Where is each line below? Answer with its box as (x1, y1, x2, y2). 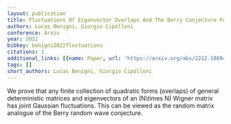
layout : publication (7, 10, 67, 17)
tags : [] (7, 61, 32, 68)
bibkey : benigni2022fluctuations (7, 42, 103, 49)
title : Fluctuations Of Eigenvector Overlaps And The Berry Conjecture (7, 17, 217, 23)
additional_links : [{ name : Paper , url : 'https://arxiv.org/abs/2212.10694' (7, 55, 229, 62)
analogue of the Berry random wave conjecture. (7, 108, 143, 117)
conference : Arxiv (7, 29, 60, 37)
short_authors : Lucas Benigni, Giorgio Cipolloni (7, 68, 153, 74)
